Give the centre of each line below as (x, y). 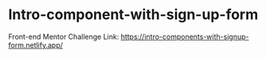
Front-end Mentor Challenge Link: (64, 37)
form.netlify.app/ (36, 44)
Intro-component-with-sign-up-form (133, 15)
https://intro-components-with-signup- (185, 37)
